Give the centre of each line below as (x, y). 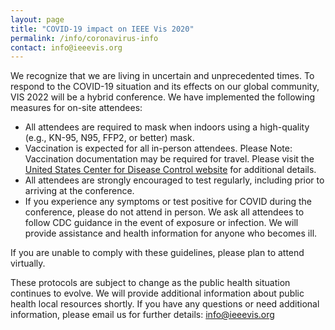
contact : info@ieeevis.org (66, 47)
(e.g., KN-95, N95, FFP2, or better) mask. (109, 138)
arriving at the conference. (79, 191)
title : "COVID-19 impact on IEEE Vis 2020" (102, 29)
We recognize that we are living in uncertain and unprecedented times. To (162, 76)
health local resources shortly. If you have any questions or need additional (165, 304)
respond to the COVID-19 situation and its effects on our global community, (165, 87)
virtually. (28, 263)
